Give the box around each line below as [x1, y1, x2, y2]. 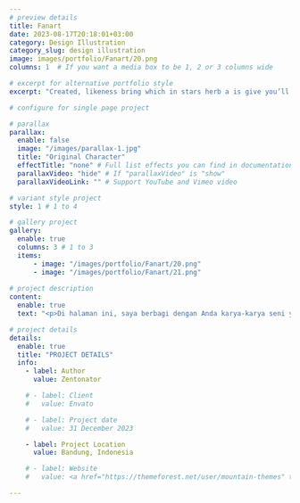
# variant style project [9, 194, 102, 202]
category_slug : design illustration [9, 46, 146, 55]
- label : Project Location [25, 440, 126, 449]
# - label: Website [25, 465, 98, 474]
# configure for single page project [9, 103, 150, 112]
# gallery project [9, 218, 78, 227]
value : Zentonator [32, 375, 102, 384]
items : [17, 251, 42, 260]
